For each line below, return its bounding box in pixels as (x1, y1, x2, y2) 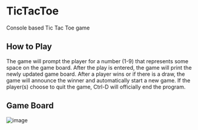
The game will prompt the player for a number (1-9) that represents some (6, 57, 189, 64)
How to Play (6, 42, 53, 52)
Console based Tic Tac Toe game (6, 24, 90, 31)
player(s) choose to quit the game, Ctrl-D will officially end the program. (6, 83, 186, 90)
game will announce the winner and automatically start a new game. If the (6, 76, 191, 84)
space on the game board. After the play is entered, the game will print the (6, 64, 192, 71)
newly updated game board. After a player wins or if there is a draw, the (6, 70, 185, 78)
